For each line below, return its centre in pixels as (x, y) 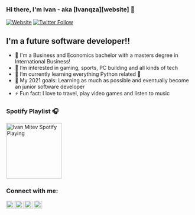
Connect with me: (32, 191)
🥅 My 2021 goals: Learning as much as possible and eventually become (102, 81)
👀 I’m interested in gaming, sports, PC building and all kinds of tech (96, 68)
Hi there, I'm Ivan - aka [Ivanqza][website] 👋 (70, 9)
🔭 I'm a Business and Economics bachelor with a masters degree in (96, 55)
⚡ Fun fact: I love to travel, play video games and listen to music (92, 94)
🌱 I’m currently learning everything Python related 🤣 (78, 74)
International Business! (43, 62)
